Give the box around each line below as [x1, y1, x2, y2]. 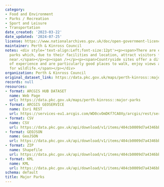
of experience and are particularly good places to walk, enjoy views [9, 61, 156, 66]
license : [5, 39, 23, 44]
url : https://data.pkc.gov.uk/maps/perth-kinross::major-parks [9, 98, 141, 103]
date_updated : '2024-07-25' [5, 35, 62, 39]
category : [5, 7, 25, 12]
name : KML [9, 161, 29, 166]
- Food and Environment [5, 12, 54, 17]
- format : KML [5, 156, 34, 161]
